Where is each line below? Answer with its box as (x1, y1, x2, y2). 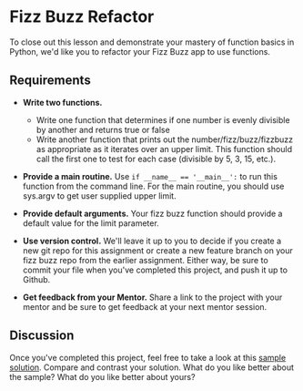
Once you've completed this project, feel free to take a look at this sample (9, 352, 287, 363)
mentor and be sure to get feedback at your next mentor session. (22, 301, 268, 312)
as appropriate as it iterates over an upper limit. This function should (35, 143, 293, 154)
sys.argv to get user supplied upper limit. (22, 190, 177, 201)
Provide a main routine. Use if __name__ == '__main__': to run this (22, 170, 278, 181)
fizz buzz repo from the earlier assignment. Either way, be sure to (22, 254, 268, 265)
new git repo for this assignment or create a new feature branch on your (22, 244, 293, 256)
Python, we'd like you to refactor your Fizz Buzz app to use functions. (9, 46, 271, 57)
